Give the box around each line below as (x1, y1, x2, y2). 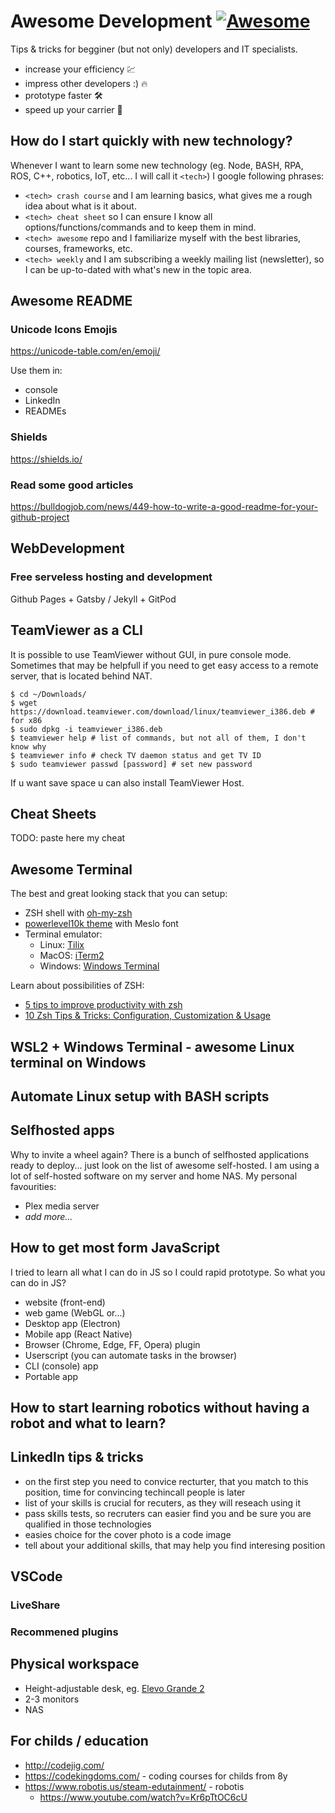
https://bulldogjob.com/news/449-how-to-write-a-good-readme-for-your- (10, 501, 319, 513)
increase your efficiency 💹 (24, 63, 137, 75)
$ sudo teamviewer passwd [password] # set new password (10, 759, 253, 769)
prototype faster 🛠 (24, 89, 103, 101)
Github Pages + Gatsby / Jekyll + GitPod (10, 593, 177, 605)
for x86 (10, 715, 43, 725)
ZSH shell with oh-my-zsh (24, 907, 133, 919)
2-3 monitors (24, 1693, 80, 1705)
